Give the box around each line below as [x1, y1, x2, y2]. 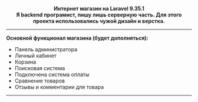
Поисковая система [14, 65, 65, 71]
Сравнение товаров [14, 77, 65, 84]
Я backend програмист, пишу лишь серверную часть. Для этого [16, 11, 182, 18]
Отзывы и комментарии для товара [14, 84, 104, 90]
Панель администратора [14, 46, 78, 52]
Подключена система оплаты [14, 71, 90, 78]
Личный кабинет [14, 52, 57, 59]
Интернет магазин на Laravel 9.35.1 [54, 5, 144, 12]
